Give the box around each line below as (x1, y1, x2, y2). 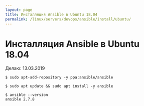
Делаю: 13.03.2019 (5, 65, 45, 71)
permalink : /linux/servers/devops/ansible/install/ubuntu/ (5, 16, 131, 21)
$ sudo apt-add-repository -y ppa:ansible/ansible (5, 75, 113, 80)
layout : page (5, 7, 33, 12)
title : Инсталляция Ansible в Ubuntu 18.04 (5, 12, 98, 17)
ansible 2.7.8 (5, 97, 35, 102)
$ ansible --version (5, 92, 49, 97)
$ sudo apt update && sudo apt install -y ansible (5, 83, 113, 89)
